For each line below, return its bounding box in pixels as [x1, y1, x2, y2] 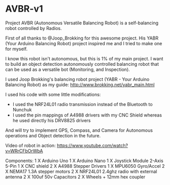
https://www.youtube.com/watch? [56, 142, 128, 149]
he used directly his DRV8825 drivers [12, 117, 91, 123]
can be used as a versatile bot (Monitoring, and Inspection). [5, 66, 130, 72]
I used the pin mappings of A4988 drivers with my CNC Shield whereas [12, 112, 162, 118]
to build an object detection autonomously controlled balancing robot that [5, 61, 159, 67]
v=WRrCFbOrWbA [5, 147, 43, 154]
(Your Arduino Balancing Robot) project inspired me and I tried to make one [5, 40, 162, 46]
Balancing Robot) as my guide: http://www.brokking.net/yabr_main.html [5, 82, 155, 88]
